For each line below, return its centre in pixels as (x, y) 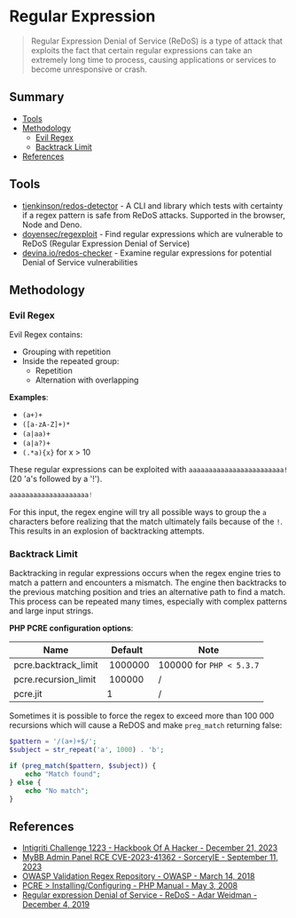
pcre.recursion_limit (55, 679)
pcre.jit (28, 694)
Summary (37, 97)
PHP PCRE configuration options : (71, 629)
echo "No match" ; (57, 791)
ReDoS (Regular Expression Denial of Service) (106, 243)
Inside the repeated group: (70, 361)
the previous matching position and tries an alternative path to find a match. (148, 592)
